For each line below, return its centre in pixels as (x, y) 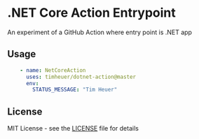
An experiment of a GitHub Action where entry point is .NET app (100, 32)
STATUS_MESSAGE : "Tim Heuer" (75, 90)
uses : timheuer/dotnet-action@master (81, 77)
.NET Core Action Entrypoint (92, 13)
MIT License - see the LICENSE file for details (73, 129)
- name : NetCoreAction (53, 70)
